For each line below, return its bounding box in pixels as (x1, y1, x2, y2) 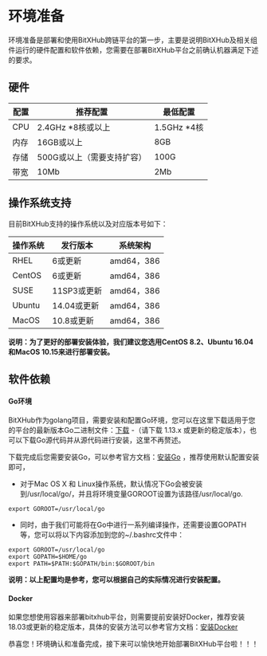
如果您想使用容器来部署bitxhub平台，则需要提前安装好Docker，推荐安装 (8, 612, 245, 622)
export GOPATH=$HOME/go (8, 553, 88, 561)
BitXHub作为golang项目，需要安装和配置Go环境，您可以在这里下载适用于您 (8, 415, 256, 425)
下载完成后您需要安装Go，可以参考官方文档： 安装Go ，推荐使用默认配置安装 (8, 452, 260, 462)
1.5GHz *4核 (154, 121, 204, 132)
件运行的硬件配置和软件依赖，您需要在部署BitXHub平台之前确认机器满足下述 (8, 45, 259, 54)
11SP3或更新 (52, 285, 102, 296)
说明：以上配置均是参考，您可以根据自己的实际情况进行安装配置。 (8, 575, 225, 584)
